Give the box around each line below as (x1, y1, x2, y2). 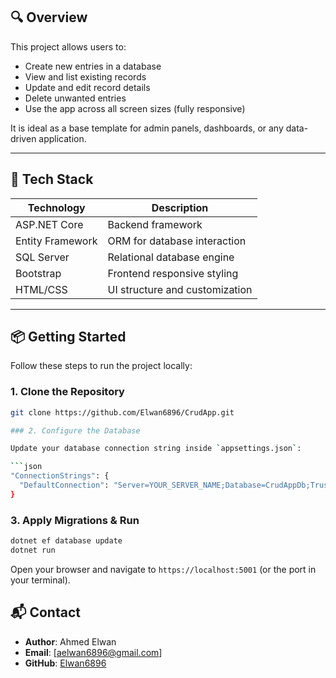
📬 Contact (10, 604, 81, 621)
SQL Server (15, 250, 70, 264)
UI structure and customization (107, 282, 253, 296)
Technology (27, 200, 86, 214)
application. (38, 132, 87, 144)
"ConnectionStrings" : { (10, 471, 110, 481)
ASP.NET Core (15, 217, 84, 231)
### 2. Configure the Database (10, 425, 141, 436)
